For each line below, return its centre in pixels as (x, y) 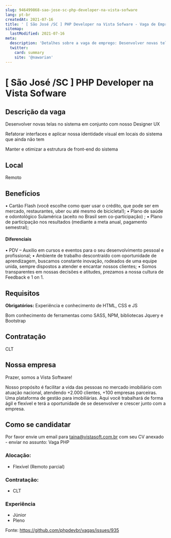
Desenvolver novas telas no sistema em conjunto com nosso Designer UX (83, 124)
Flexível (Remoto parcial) (39, 466)
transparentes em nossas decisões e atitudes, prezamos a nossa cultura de (84, 272)
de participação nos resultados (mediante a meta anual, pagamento (76, 222)
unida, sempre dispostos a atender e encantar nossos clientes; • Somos (81, 266)
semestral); (17, 227)
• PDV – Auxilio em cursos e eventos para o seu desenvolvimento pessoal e (84, 250)
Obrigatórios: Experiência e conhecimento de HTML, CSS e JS (72, 306)
